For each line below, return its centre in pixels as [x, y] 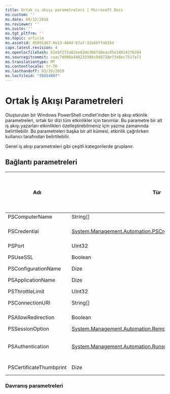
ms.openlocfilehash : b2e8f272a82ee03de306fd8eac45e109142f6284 [73, 52]
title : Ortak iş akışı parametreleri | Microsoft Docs [64, 10]
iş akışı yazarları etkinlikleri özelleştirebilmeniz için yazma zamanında [77, 126]
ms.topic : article [25, 38]
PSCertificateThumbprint [37, 367]
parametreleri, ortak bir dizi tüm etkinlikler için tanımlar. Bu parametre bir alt [84, 120]
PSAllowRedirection [31, 317]
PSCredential [23, 231]
